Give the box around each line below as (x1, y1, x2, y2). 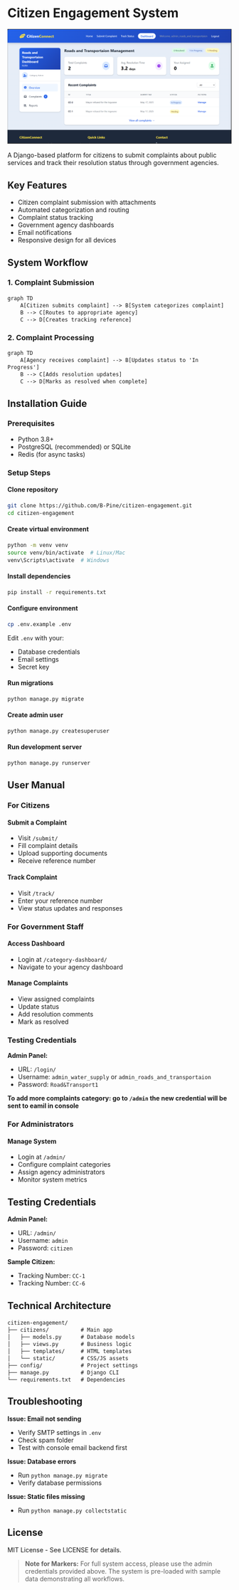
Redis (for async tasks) (17, 450, 85, 458)
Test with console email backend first (17, 1443, 128, 1452)
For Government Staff (7, 921, 84, 931)
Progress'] (7, 364, 40, 371)
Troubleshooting (7, 1396, 83, 1408)
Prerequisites (7, 418, 55, 428)
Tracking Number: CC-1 (17, 1271, 85, 1280)
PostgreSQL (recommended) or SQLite (17, 442, 132, 451)
